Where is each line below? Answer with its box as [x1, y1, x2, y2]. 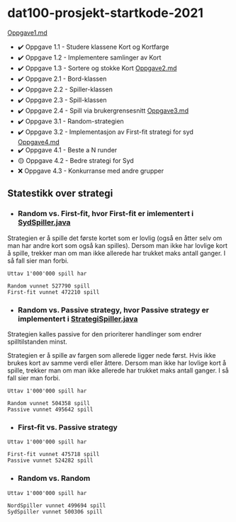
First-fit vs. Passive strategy [17, 422, 118, 432]
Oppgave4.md [17, 137, 60, 146]
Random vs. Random [17, 473, 91, 483]
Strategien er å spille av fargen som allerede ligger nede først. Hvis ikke [7, 351, 216, 359]
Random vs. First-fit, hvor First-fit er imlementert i [17, 209, 193, 219]
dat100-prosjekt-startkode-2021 [7, 5, 204, 21]
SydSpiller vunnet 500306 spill [7, 508, 103, 515]
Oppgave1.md [7, 28, 47, 37]
